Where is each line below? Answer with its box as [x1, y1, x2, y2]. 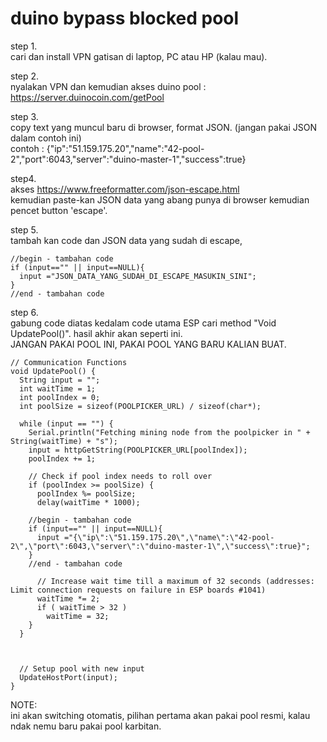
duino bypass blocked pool [10, 7, 240, 30]
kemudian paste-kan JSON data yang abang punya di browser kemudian [10, 193, 310, 206]
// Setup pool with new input [19, 663, 145, 674]
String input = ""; [19, 375, 101, 385]
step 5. [10, 223, 39, 236]
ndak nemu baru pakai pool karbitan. [10, 720, 162, 732]
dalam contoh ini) [10, 132, 82, 144]
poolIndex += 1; [28, 453, 97, 464]
